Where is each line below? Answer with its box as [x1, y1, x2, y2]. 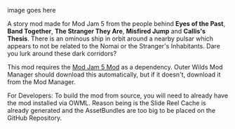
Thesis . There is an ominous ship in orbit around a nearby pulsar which [7, 34, 214, 43]
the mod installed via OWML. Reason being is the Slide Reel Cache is [7, 99, 206, 107]
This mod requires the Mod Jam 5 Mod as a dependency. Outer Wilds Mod [7, 63, 223, 71]
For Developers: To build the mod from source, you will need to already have [7, 91, 229, 100]
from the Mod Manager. [7, 78, 76, 86]
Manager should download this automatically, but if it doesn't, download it [7, 70, 221, 79]
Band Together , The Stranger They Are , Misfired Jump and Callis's [7, 27, 206, 35]
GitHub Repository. [7, 114, 62, 122]
